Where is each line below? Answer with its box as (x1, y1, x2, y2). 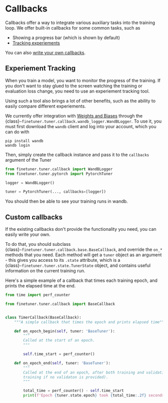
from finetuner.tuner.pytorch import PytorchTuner (5, 171, 113, 176)
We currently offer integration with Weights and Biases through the (5, 113, 143, 119)
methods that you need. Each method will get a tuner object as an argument (5, 252, 162, 258)
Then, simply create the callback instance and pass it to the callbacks (5, 151, 149, 158)
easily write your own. (5, 231, 51, 238)
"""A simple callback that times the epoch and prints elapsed (14, 319, 149, 324)
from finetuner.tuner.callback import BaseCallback (5, 301, 115, 306)
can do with (5, 129, 29, 135)
